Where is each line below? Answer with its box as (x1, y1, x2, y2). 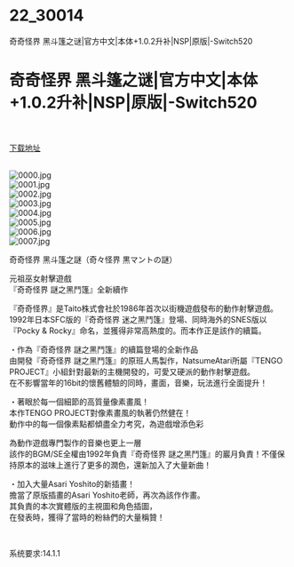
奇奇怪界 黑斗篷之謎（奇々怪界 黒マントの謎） (9, 254, 178, 265)
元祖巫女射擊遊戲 (9, 273, 72, 283)
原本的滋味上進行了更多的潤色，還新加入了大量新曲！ (16, 459, 211, 470)
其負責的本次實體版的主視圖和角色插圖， (9, 500, 157, 511)
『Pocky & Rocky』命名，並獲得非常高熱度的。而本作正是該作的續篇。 (9, 325, 266, 336)
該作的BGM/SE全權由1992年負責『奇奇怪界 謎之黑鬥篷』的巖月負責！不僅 (9, 448, 278, 459)
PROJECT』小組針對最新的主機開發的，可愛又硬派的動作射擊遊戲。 (9, 366, 256, 377)
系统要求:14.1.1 (9, 547, 60, 558)
